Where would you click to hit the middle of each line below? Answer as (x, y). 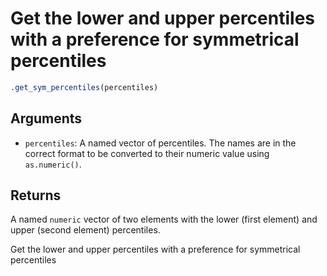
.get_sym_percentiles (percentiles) (84, 87)
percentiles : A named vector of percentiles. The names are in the (160, 143)
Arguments (46, 118)
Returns (36, 195)
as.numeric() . (53, 164)
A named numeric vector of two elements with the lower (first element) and (164, 219)
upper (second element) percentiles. (85, 230)
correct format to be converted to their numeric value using (147, 153)
